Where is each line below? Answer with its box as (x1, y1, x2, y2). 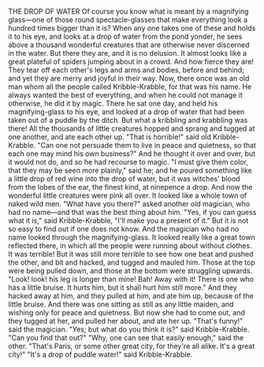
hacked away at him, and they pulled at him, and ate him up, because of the (8, 291, 254, 300)
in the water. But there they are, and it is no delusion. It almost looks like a (8, 49, 247, 57)
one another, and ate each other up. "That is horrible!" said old (8, 132, 211, 141)
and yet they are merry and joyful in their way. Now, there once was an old (8, 74, 250, 83)
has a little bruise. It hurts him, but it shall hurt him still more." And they (8, 283, 238, 292)
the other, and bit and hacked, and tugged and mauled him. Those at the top (8, 258, 256, 267)
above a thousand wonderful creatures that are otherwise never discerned (8, 40, 250, 50)
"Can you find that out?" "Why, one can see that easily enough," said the (8, 333, 244, 342)
